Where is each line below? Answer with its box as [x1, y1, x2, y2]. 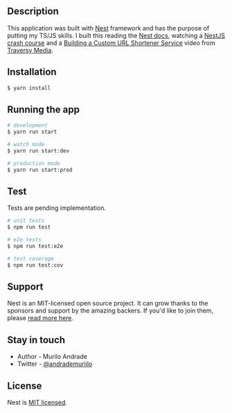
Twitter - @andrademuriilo [17, 360, 93, 368]
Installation [7, 66, 57, 78]
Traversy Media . [7, 46, 54, 54]
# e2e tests [7, 236, 42, 243]
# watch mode [7, 141, 45, 148]
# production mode [7, 159, 60, 167]
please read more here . [7, 314, 74, 322]
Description [7, 6, 59, 17]
